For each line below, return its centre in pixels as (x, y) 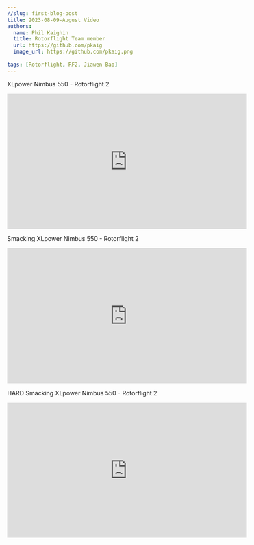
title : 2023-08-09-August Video (53, 20)
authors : (20, 26)
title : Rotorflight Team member (60, 39)
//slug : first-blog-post (42, 13)
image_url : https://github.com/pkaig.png (73, 52)
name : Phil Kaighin (41, 33)
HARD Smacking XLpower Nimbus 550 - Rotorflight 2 (82, 393)
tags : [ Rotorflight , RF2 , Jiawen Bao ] (62, 65)
